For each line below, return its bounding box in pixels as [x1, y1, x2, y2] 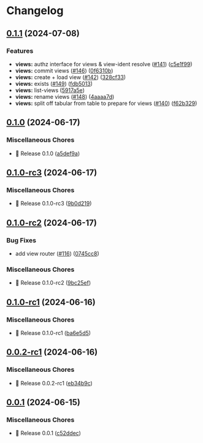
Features [6, 47, 34, 55]
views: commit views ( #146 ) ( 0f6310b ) [15, 67, 113, 74]
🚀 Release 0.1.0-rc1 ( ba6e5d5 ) [15, 329, 91, 336]
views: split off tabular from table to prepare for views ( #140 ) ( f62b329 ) [15, 99, 197, 107]
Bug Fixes [6, 236, 37, 244]
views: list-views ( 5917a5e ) [15, 87, 85, 94]
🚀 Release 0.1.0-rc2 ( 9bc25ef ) [15, 279, 91, 287]
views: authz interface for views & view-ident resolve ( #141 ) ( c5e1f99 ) [15, 60, 193, 67]
